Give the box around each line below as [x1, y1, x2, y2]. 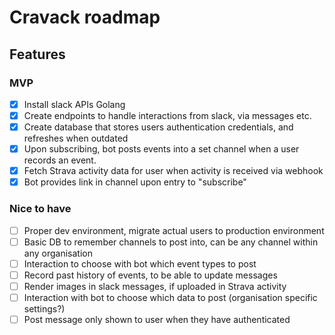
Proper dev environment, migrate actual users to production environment [23, 224, 325, 236]
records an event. [23, 154, 97, 166]
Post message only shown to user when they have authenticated [23, 313, 291, 325]
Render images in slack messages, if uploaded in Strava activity [23, 280, 287, 292]
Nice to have [9, 202, 72, 216]
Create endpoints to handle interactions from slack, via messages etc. [23, 109, 312, 121]
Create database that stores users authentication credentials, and [23, 121, 294, 133]
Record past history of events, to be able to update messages [23, 269, 278, 281]
